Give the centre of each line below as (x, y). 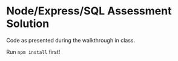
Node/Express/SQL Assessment (89, 11)
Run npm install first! (33, 51)
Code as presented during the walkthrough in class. (71, 40)
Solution (28, 24)
